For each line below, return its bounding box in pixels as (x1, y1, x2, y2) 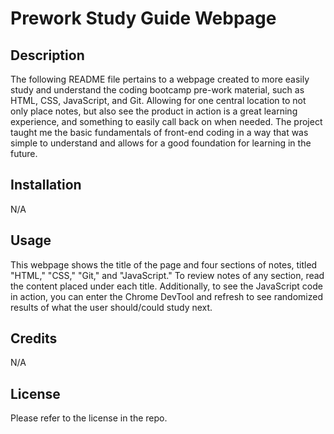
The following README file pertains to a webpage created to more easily (10, 73, 310, 85)
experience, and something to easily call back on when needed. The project (10, 116, 323, 127)
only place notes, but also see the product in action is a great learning (10, 105, 298, 117)
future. (10, 148, 38, 159)
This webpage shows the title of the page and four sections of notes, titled (10, 258, 318, 271)
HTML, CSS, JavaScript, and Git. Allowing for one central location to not (10, 95, 307, 106)
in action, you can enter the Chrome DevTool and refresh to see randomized (10, 290, 323, 302)
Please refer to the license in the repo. (10, 412, 168, 424)
